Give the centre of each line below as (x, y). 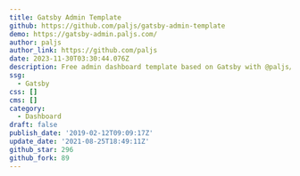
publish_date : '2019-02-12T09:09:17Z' (81, 133)
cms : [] (24, 100)
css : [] (24, 92)
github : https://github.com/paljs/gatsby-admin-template (117, 26)
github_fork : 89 (39, 158)
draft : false (33, 125)
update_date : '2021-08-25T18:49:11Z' (79, 141)
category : (28, 108)
